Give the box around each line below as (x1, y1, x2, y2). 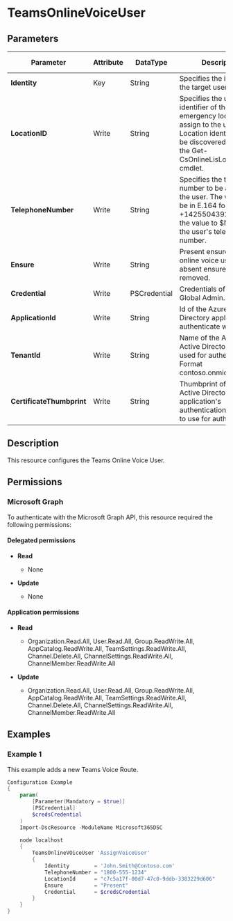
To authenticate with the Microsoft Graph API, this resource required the (7, 513, 214, 521)
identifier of (179, 102, 217, 112)
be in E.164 (179, 200, 217, 210)
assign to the (179, 120, 222, 129)
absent (179, 265, 202, 274)
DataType (135, 58, 168, 67)
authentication (179, 405, 227, 415)
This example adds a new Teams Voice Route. (7, 765, 139, 773)
